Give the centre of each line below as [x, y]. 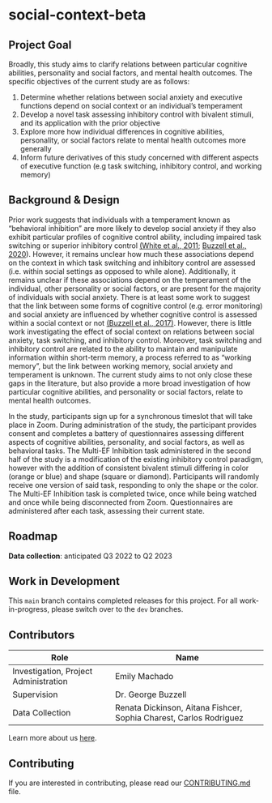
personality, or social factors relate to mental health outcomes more [133, 140]
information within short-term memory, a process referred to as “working [130, 357]
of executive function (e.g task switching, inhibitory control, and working [141, 166]
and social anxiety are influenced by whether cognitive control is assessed [133, 314]
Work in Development [64, 581]
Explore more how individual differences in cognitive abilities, [122, 132]
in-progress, [29, 609]
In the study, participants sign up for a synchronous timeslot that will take [131, 416]
